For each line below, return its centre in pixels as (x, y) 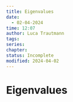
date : (13, 17)
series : (16, 45)
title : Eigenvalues (30, 11)
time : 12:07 (21, 28)
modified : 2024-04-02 (33, 61)
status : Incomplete (30, 55)
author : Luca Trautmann (35, 34)
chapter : (17, 50)
